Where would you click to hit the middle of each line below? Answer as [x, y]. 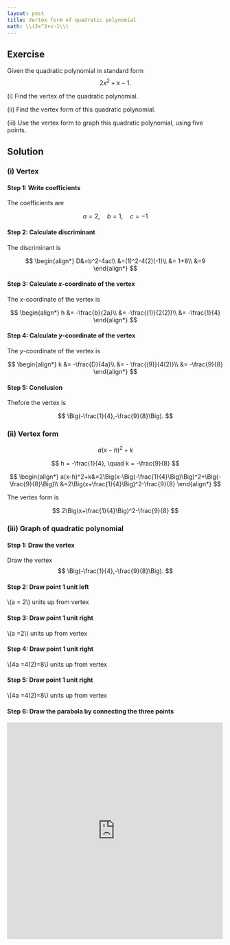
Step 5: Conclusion [35, 387]
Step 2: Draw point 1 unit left [48, 587]
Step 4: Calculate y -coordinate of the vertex [71, 335]
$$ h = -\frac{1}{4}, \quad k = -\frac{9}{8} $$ [115, 464]
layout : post [26, 13]
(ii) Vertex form [33, 434]
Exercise [26, 54]
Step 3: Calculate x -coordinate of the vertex [71, 284]
